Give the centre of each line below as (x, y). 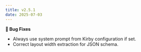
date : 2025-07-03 (24, 15)
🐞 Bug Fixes (18, 29)
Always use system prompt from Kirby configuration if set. (74, 39)
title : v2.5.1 (21, 10)
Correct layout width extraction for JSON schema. (66, 44)
